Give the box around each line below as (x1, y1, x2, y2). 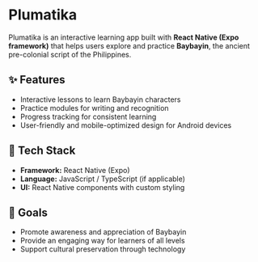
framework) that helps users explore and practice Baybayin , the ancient (8, 40, 251, 50)
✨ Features (8, 73, 66, 87)
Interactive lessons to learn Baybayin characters (19, 95, 181, 104)
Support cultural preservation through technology (19, 244, 186, 254)
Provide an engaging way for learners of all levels (19, 236, 185, 246)
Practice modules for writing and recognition (19, 103, 169, 112)
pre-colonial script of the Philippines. (8, 49, 132, 59)
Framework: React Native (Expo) (19, 165, 131, 175)
